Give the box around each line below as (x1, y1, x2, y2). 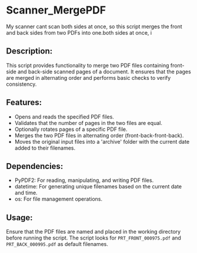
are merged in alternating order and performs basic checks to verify (6, 74, 171, 81)
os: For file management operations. (14, 195, 103, 203)
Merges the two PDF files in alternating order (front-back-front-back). (14, 131, 184, 139)
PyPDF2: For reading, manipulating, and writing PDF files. (14, 177, 154, 184)
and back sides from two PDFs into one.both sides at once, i (6, 29, 152, 36)
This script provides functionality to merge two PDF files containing (6, 62, 169, 69)
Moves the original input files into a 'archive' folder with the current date (14, 138, 190, 145)
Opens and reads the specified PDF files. (14, 113, 115, 120)
